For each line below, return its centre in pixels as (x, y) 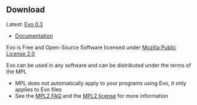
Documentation (34, 36)
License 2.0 (21, 54)
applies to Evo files (38, 89)
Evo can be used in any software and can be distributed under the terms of (99, 65)
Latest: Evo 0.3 (25, 24)
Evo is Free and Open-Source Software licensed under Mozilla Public (91, 47)
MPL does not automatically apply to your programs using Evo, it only (101, 83)
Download (25, 10)
